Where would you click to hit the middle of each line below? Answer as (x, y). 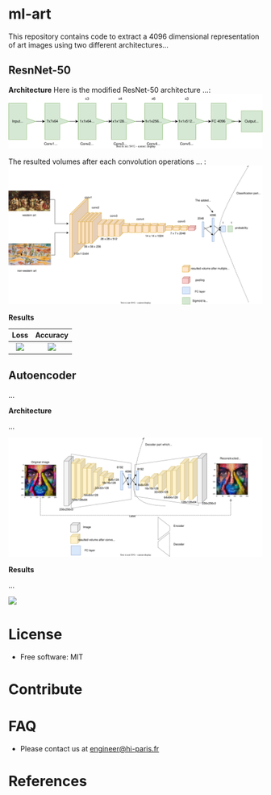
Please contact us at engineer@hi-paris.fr (90, 749)
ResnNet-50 (40, 71)
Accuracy (52, 335)
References (48, 782)
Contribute (46, 690)
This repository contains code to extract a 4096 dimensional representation (134, 36)
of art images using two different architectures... (89, 44)
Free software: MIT (52, 657)
